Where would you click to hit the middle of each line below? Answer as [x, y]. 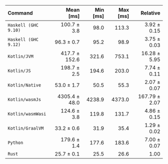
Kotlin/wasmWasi [27, 114]
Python [15, 143]
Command [20, 13]
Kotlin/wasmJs [24, 99]
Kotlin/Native [24, 85]
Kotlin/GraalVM [26, 128]
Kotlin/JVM [20, 56]
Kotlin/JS [19, 71]
